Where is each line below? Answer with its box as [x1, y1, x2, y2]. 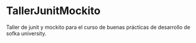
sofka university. [6, 29, 47, 37]
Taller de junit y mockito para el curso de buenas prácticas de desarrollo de [6, 24, 191, 31]
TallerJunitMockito [6, 4, 101, 18]
